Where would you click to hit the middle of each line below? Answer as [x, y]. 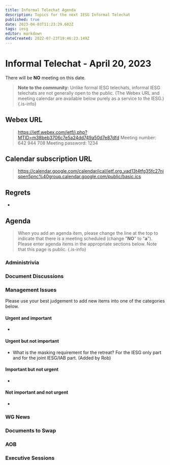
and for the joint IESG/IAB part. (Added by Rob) [62, 358]
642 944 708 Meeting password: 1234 [58, 143]
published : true [22, 19]
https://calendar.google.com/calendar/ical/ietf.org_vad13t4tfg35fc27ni [91, 171]
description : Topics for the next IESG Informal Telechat [68, 15]
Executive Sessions [30, 458]
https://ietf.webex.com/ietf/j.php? [53, 132]
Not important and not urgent [37, 392]
